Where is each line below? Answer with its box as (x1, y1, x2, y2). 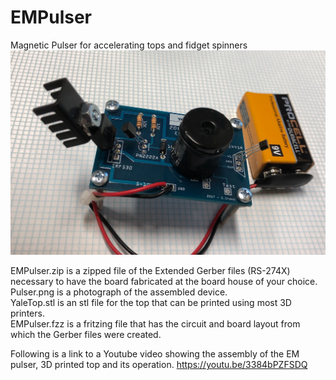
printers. (10, 307, 45, 320)
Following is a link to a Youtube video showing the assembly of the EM (10, 348, 300, 360)
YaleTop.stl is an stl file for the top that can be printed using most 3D (10, 297, 292, 309)
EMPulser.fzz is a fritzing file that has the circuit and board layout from (10, 318, 301, 330)
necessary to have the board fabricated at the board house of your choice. (10, 276, 318, 288)
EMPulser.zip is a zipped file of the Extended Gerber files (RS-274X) (10, 265, 291, 277)
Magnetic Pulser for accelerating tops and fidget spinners (10, 39, 248, 51)
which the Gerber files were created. (10, 329, 162, 341)
